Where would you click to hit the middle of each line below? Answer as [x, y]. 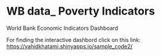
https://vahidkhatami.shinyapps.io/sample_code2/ [70, 46]
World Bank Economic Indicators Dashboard [62, 28]
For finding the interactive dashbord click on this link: [73, 40]
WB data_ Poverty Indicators [81, 11]
